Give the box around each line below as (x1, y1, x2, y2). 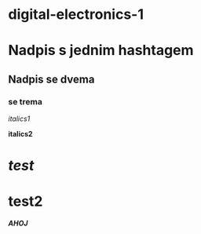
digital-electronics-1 (8, 5, 144, 24)
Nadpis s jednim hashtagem (8, 42, 194, 60)
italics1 (8, 114, 31, 123)
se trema (8, 96, 43, 107)
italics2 (8, 130, 33, 139)
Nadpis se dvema (8, 72, 95, 86)
